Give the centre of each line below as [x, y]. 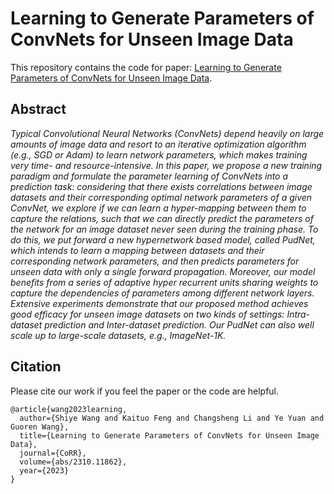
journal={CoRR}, [53, 453]
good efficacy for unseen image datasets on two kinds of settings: [147, 314]
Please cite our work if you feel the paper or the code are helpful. [145, 391]
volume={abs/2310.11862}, [73, 462]
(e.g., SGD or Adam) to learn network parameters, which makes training [159, 154]
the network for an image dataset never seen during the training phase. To [164, 229]
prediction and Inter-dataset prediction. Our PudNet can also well [179, 324]
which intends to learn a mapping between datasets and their [137, 250]
